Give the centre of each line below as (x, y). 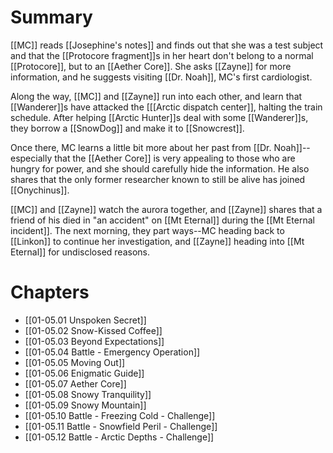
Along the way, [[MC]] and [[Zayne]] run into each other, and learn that (156, 96)
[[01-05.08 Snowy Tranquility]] (88, 394)
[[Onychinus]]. (40, 190)
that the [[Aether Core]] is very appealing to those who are (175, 158)
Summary (51, 17)
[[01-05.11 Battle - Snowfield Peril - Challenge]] (121, 426)
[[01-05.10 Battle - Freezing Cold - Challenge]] (120, 415)
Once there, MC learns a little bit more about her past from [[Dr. (141, 147)
